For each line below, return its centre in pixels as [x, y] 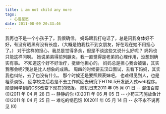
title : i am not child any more [38, 10]
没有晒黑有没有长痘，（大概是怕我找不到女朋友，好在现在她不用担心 [86, 45]
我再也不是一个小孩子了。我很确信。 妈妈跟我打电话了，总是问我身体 [75, 38]
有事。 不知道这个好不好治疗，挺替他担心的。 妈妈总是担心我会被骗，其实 [84, 63]
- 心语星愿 [19, 19]
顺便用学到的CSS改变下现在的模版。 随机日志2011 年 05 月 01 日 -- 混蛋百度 [82, 88]
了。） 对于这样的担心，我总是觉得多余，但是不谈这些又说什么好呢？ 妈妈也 [81, 51]
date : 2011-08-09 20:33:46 [33, 24]
